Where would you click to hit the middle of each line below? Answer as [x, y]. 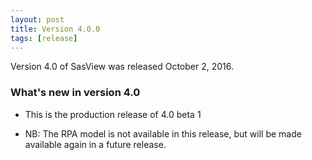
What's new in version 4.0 [75, 93]
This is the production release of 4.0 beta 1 [113, 114]
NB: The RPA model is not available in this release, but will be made [163, 133]
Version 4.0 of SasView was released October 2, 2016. [122, 67]
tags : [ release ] [44, 38]
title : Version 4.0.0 [55, 29]
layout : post [37, 19]
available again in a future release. [95, 144]
